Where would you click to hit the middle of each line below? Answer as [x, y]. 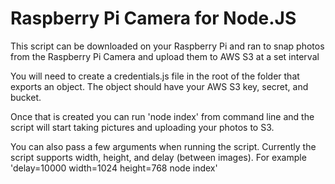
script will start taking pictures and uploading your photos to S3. [142, 127]
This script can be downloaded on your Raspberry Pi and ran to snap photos [167, 46]
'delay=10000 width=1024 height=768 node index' [114, 168]
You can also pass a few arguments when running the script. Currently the [163, 146]
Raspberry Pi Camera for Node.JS [153, 18]
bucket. [26, 97]
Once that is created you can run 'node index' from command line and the [162, 116]
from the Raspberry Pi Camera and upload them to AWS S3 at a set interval [165, 56]
